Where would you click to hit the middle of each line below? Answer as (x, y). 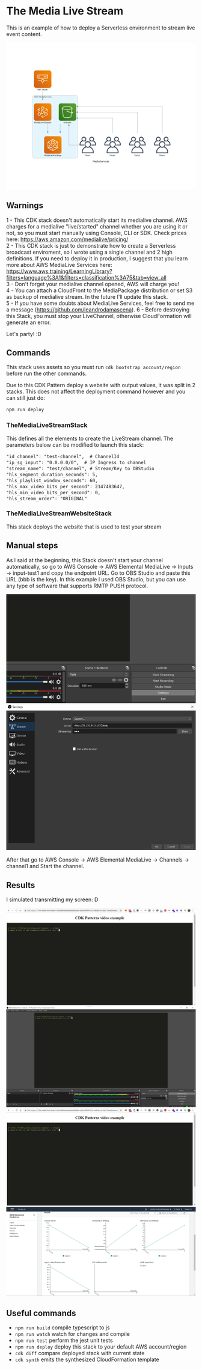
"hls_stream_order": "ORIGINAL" (47, 498)
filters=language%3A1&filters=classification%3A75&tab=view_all (86, 277)
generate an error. (29, 322)
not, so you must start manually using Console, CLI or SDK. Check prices (96, 233)
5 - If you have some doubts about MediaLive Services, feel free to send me (100, 303)
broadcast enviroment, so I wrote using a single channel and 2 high (90, 252)
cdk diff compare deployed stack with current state (80, 1353)
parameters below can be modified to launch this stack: (75, 445)
